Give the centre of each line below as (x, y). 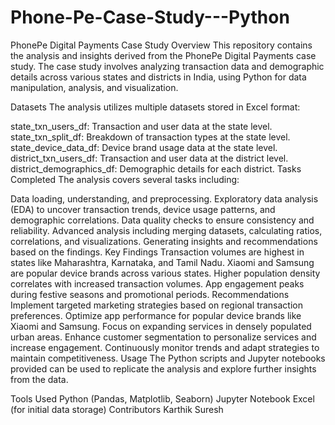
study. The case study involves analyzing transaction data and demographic (167, 66)
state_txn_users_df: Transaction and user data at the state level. (141, 126)
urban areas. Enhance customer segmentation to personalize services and (163, 337)
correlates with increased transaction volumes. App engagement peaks (157, 283)
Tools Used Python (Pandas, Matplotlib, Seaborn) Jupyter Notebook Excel (162, 398)
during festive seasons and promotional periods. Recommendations (150, 294)
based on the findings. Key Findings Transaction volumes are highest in (157, 252)
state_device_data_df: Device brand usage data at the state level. (144, 147)
